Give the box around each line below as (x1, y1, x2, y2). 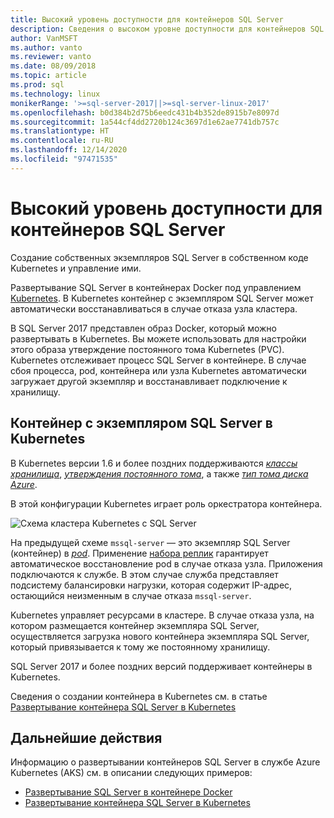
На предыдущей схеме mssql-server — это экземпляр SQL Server (10, 536, 291, 548)
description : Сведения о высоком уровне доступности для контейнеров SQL (10, 24, 325, 34)
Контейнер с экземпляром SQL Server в (10, 415, 273, 432)
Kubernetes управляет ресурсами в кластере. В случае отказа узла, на (10, 609, 315, 621)
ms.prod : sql (10, 80, 65, 90)
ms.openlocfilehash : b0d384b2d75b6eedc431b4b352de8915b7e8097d (10, 107, 280, 118)
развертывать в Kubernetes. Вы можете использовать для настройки (10, 332, 307, 345)
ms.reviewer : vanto (10, 52, 92, 62)
